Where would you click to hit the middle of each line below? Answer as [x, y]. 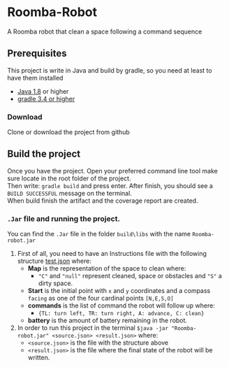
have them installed [35, 78]
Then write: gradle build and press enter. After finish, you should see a [110, 185]
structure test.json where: [54, 261]
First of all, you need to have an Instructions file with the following [112, 254]
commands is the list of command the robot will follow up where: [121, 305]
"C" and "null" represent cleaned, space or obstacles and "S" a [130, 276]
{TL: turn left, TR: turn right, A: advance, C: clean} [121, 314]
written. [39, 358]
